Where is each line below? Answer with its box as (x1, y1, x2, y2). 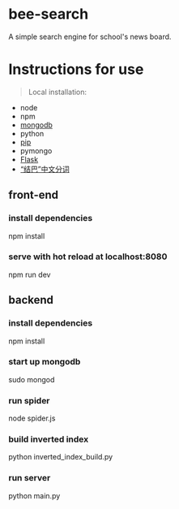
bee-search (8, 5, 89, 24)
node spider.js (8, 413, 56, 423)
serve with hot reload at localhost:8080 (8, 251, 168, 262)
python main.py (8, 490, 61, 500)
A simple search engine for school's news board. (8, 32, 172, 41)
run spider (8, 395, 50, 406)
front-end (8, 188, 59, 202)
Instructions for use (8, 60, 144, 79)
